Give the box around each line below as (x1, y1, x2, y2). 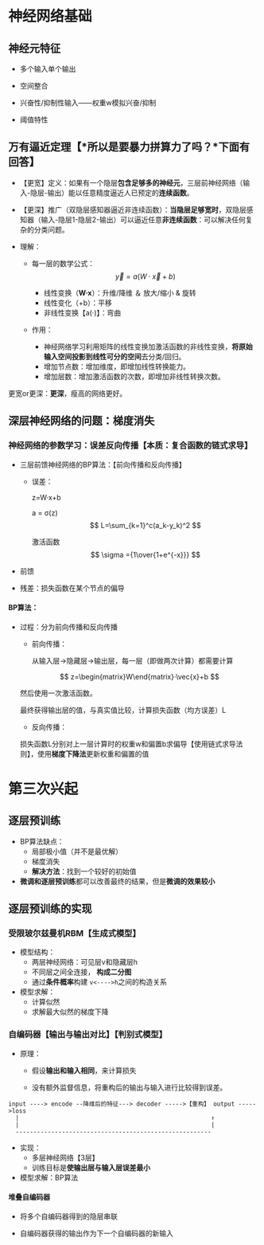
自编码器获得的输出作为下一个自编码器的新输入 (19, 1228, 173, 1238)
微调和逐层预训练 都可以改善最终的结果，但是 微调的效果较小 (19, 876, 215, 886)
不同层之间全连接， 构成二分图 (31, 967, 132, 977)
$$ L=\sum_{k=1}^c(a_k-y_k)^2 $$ (90, 520, 201, 530)
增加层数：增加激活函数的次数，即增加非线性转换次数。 (43, 371, 225, 381)
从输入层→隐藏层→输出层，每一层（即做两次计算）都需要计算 (31, 656, 234, 665)
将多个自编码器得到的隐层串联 (19, 1212, 118, 1221)
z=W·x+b (31, 492, 61, 502)
